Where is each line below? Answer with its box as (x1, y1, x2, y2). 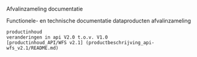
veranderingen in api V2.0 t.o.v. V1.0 (6, 34, 108, 40)
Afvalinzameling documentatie (6, 6, 83, 12)
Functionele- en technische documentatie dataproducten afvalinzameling (6, 17, 191, 24)
